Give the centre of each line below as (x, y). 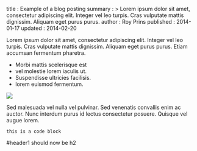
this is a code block (34, 132)
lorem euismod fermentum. (49, 84)
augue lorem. (23, 120)
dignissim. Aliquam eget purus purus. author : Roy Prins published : (91, 22)
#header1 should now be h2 (41, 143)
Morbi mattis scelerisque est (51, 65)
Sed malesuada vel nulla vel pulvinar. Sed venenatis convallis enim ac (94, 107)
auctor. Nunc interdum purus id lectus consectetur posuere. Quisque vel (97, 114)
